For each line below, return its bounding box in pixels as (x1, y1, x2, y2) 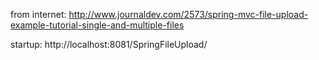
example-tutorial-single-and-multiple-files (10, 19, 185, 31)
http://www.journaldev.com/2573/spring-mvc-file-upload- (68, 9, 309, 20)
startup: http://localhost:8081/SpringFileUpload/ (10, 39, 208, 50)
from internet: (10, 9, 67, 20)
